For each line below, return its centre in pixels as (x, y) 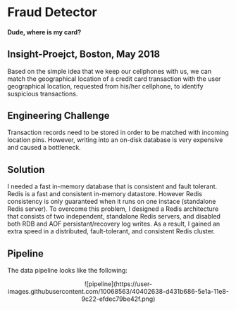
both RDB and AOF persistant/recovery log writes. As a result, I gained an (114, 224)
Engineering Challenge (59, 116)
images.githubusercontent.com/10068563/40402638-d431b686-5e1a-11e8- (118, 292)
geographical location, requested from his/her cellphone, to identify (105, 86)
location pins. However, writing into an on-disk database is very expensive (115, 140)
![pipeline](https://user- (118, 284)
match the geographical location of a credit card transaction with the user (114, 79)
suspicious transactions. (43, 93)
